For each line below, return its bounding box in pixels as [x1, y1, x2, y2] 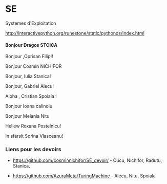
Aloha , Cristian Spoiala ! [5, 93, 57, 99]
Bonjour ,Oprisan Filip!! [5, 53, 54, 60]
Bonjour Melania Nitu [5, 113, 50, 119]
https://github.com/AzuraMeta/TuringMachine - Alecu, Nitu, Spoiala [12, 173, 156, 179]
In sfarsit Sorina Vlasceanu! [5, 133, 64, 139]
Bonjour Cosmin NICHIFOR [5, 63, 62, 69]
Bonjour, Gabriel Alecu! [5, 83, 54, 89]
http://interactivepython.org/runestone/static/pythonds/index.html [5, 30, 145, 36]
